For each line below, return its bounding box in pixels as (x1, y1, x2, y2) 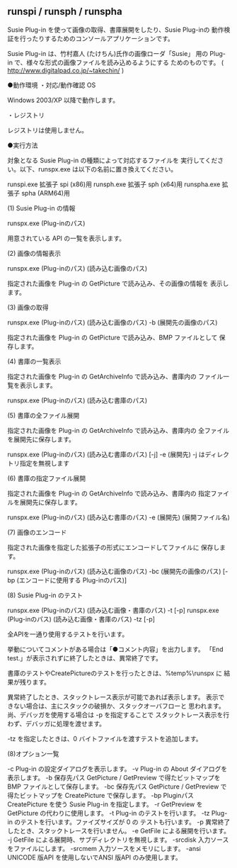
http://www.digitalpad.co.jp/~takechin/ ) (7, 66, 125, 74)
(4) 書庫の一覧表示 (7, 357, 62, 366)
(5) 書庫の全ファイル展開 (7, 411, 80, 419)
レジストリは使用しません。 (7, 125, 88, 134)
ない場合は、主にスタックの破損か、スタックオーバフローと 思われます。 (13, 701, 225, 710)
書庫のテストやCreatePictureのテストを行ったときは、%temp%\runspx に (7, 669, 223, 677)
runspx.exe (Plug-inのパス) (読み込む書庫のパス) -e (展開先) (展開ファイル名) (7, 513, 230, 522)
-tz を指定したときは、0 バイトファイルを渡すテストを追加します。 (7, 734, 203, 743)
